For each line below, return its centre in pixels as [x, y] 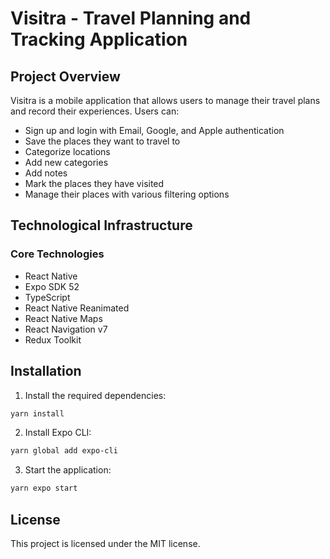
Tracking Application [99, 39]
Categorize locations [67, 151]
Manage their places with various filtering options [127, 194]
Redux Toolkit [53, 339]
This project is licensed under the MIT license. [105, 543]
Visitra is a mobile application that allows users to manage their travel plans [165, 100]
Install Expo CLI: [58, 433]
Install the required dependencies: [95, 395]
